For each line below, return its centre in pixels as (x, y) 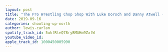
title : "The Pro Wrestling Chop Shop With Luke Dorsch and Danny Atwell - (85, 14)
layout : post (19, 10)
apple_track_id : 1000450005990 (38, 42)
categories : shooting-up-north (38, 24)
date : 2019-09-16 (23, 19)
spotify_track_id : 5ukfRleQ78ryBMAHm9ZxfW (50, 33)
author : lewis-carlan (28, 28)
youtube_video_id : (24, 38)
